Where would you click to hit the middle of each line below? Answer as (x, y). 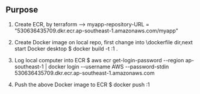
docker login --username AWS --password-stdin (109, 66)
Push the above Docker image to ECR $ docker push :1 (82, 84)
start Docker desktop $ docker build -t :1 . (66, 48)
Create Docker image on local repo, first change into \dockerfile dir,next (104, 42)
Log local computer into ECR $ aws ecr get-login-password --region (99, 60)
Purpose (22, 10)
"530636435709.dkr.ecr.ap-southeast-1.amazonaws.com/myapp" (96, 31)
